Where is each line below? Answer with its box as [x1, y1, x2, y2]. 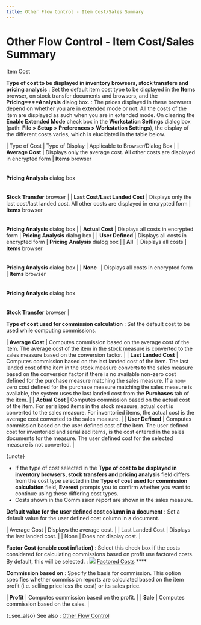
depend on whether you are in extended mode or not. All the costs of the [6, 105, 187, 112]
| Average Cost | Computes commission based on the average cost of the [6, 338, 190, 345]
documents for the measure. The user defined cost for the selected [6, 435, 173, 442]
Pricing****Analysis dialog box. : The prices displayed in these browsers [6, 98, 191, 105]
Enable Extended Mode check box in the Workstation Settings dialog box [6, 118, 191, 125]
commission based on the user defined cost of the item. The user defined [6, 421, 189, 429]
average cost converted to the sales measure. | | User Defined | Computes [6, 415, 192, 422]
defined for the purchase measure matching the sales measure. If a [6, 377, 173, 384]
